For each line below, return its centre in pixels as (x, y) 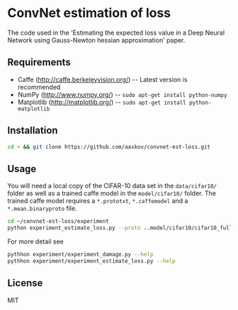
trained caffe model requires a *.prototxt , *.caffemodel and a (98, 201)
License (25, 283)
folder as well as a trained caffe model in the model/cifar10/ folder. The (112, 193)
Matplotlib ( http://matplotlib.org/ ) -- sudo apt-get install (102, 102)
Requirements (39, 63)
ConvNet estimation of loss (89, 13)
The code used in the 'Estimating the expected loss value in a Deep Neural (116, 33)
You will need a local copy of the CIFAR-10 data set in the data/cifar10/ (112, 186)
